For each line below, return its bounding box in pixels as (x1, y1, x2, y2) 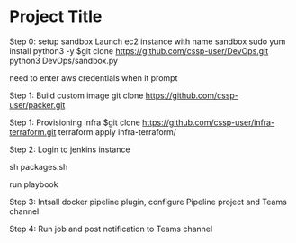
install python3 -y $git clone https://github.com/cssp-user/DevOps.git (9, 45, 269, 56)
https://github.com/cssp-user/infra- (142, 117, 275, 128)
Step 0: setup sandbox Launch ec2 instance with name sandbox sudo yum (9, 36, 286, 47)
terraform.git (9, 126, 57, 137)
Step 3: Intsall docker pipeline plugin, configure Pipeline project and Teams (9, 196, 288, 207)
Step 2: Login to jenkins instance (9, 144, 130, 155)
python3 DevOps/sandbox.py (9, 55, 119, 66)
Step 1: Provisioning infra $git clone (9, 117, 141, 128)
